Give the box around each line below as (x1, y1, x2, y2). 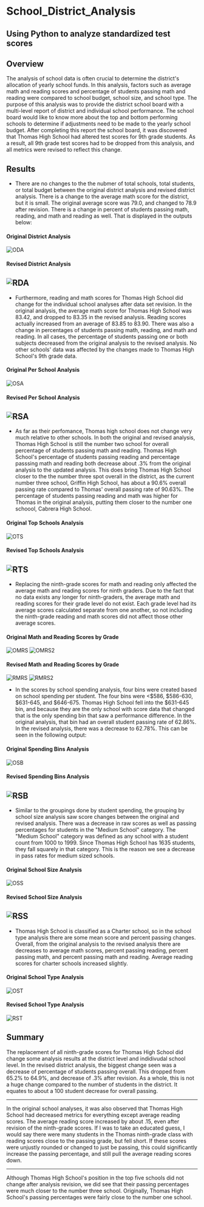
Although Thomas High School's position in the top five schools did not (6, 1174, 184, 1181)
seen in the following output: (15, 731, 87, 738)
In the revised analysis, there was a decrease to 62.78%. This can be (15, 725, 188, 732)
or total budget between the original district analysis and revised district (15, 186, 195, 194)
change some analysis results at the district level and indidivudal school (6, 1055, 186, 1062)
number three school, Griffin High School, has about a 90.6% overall (15, 480, 186, 487)
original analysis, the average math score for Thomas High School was (15, 306, 192, 314)
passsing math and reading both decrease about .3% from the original (15, 460, 191, 467)
